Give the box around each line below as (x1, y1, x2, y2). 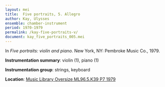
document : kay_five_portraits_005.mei (5, 35, 85, 40)
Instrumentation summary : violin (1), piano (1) (5, 57, 99, 63)
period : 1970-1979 (5, 25, 43, 30)
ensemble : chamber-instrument (5, 21, 67, 26)
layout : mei (5, 7, 30, 12)
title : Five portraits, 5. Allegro (5, 12, 80, 17)
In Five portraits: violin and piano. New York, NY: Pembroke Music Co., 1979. (5, 47, 160, 54)
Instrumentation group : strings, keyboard (5, 66, 90, 72)
